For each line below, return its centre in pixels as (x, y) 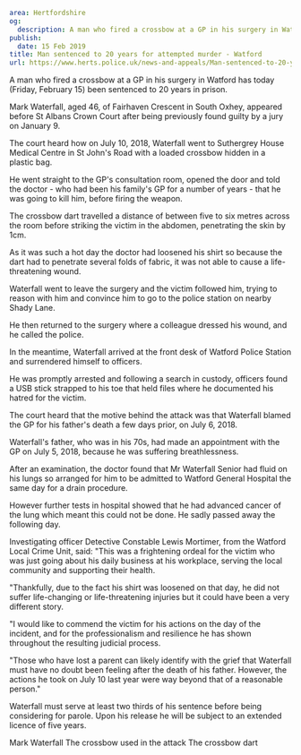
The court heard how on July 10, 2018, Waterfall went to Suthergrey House (147, 143)
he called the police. (47, 335)
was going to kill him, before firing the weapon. (96, 199)
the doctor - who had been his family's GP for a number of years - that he (145, 189)
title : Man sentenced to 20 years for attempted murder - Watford (136, 55)
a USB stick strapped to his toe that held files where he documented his (142, 389)
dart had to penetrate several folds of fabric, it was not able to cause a (139, 262)
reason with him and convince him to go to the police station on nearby (140, 298)
